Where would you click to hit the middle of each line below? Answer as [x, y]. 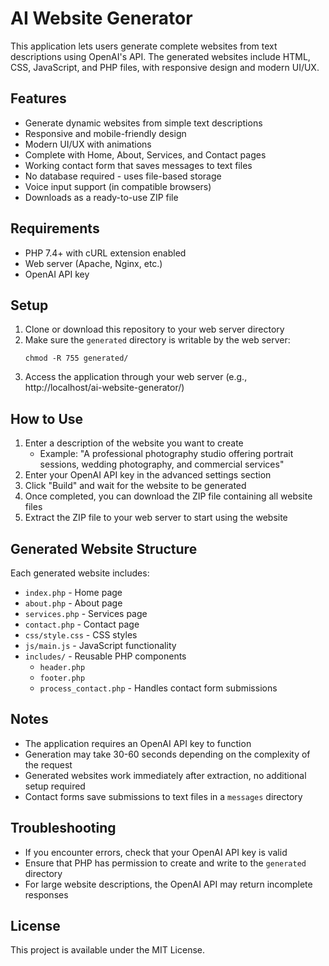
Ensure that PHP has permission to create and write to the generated [165, 863]
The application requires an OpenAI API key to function [138, 743]
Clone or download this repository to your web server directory [154, 329]
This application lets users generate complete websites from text [144, 46]
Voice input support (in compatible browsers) [118, 186]
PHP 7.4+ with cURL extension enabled [105, 253]
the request [48, 764]
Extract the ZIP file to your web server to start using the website [156, 518]
